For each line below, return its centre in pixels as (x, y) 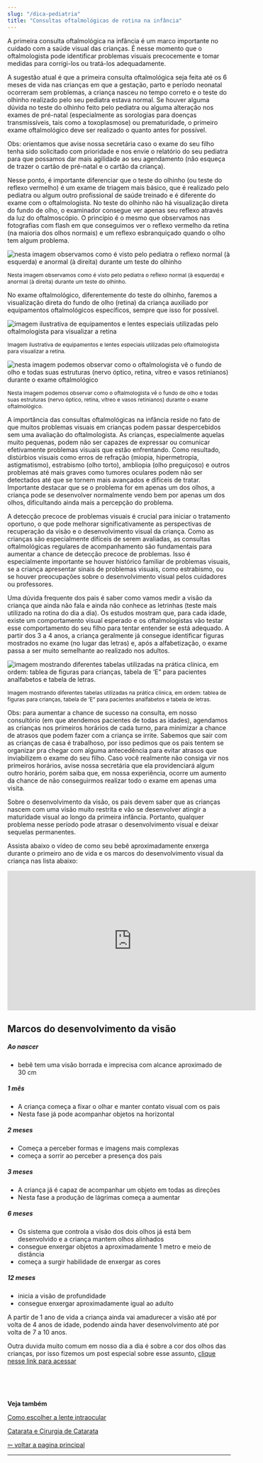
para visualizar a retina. (37, 351)
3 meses (20, 1172)
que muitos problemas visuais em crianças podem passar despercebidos (114, 427)
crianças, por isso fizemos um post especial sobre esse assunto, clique (112, 1353)
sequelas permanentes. (42, 832)
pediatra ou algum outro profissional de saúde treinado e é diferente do (112, 195)
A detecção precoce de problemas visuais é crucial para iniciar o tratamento (119, 516)
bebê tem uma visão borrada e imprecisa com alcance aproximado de (119, 1064)
